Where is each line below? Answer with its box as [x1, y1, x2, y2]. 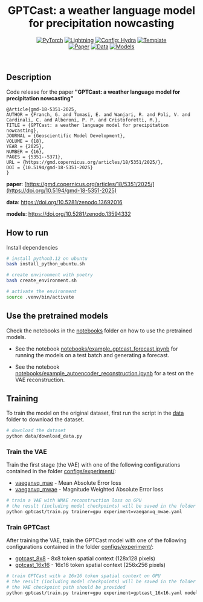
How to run [6, 228, 49, 238]
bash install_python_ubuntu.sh [6, 261, 85, 267]
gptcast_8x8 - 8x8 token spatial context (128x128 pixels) [14, 555, 156, 562]
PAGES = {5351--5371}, [6, 154, 63, 160]
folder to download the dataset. [6, 416, 85, 423]
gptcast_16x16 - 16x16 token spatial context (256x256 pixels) [14, 562, 166, 569]
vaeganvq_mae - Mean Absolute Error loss [14, 479, 122, 487]
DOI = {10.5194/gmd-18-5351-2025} [6, 164, 94, 170]
